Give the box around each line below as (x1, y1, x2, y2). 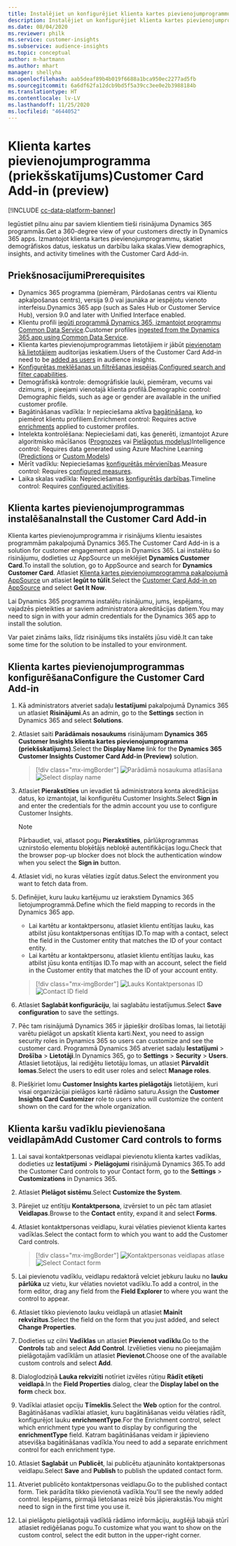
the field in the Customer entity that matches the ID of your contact (28, 937, 223, 945)
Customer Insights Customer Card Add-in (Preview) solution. (18, 752, 199, 761)
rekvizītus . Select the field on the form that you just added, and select (18, 1315, 220, 1324)
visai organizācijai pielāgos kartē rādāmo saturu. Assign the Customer (18, 1087, 220, 1096)
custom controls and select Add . (18, 1358, 113, 1367)
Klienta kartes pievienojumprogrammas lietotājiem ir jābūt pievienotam (18, 340, 221, 349)
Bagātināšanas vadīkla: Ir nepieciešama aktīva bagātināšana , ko (18, 407, 203, 415)
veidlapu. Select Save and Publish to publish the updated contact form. (18, 1466, 223, 1475)
